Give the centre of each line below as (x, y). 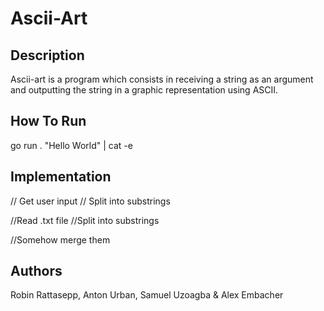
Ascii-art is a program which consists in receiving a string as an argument (162, 79)
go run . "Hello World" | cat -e (71, 145)
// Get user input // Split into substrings (90, 201)
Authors (36, 271)
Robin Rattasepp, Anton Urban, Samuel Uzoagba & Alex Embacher (147, 295)
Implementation (61, 177)
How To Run (48, 121)
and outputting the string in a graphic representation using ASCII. (144, 90)
